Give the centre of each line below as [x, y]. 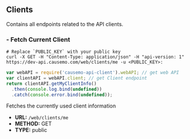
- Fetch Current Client [38, 39]
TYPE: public [31, 130]
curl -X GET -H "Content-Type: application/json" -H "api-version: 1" [95, 57]
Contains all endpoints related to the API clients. [65, 24]
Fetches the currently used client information [61, 106]
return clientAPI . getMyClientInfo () [51, 83]
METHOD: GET [33, 124]
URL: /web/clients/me [42, 118]
